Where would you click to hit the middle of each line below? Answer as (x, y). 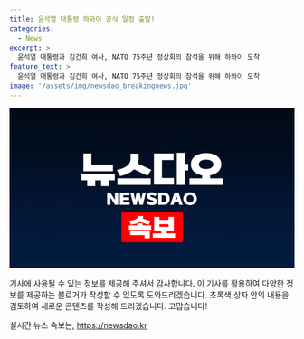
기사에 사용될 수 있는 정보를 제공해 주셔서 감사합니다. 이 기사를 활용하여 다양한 (147, 284)
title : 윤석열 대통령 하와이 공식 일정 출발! (82, 19)
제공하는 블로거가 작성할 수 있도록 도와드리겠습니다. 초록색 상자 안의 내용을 (157, 295)
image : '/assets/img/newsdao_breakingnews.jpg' (101, 86)
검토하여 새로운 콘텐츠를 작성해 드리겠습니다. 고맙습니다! (109, 306)
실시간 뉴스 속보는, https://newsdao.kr (78, 325)
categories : (32, 28)
